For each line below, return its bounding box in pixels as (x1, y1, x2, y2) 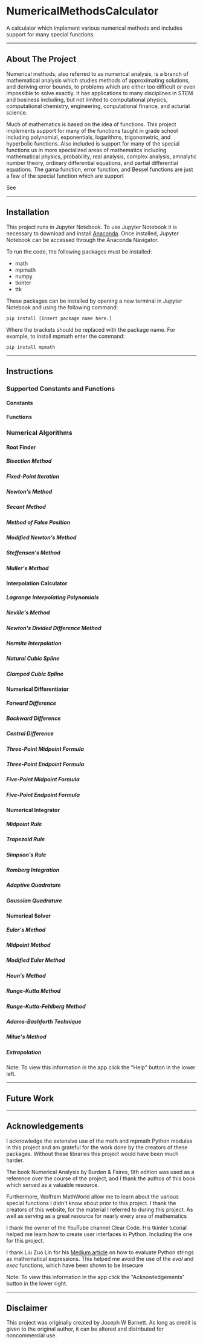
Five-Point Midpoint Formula (6, 776, 80, 783)
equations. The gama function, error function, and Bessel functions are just (6, 166, 193, 173)
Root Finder (6, 443, 36, 451)
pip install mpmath (6, 344, 56, 350)
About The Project (6, 54, 77, 64)
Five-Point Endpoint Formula (6, 791, 80, 798)
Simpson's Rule (6, 851, 47, 858)
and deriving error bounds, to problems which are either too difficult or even (6, 83, 196, 90)
